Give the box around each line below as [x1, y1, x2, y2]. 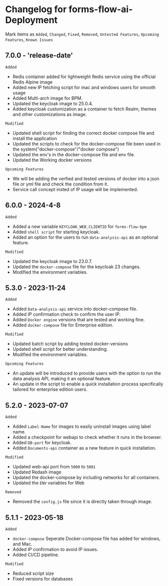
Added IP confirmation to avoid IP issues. [12, 546, 98, 552]
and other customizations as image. [12, 111, 87, 117]
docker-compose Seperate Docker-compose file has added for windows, [12, 536, 161, 541]
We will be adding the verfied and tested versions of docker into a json [12, 175, 160, 181]
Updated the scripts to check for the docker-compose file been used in [12, 140, 160, 146]
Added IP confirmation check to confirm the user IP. [12, 311, 121, 317]
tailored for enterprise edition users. [12, 386, 88, 392]
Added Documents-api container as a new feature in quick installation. [12, 445, 156, 451]
